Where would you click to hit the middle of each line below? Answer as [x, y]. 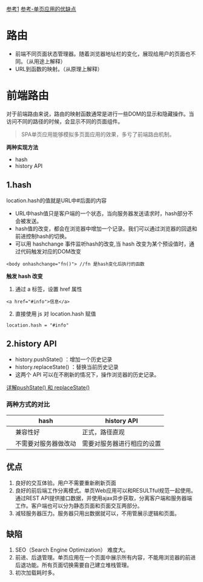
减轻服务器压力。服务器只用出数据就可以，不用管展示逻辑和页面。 [97, 513]
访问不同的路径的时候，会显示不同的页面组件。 [65, 121]
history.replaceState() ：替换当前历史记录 [67, 367]
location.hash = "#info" [38, 325]
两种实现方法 [22, 147]
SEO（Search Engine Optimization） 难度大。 [72, 550]
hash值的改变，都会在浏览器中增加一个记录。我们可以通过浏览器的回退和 [106, 228]
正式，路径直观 [104, 432]
